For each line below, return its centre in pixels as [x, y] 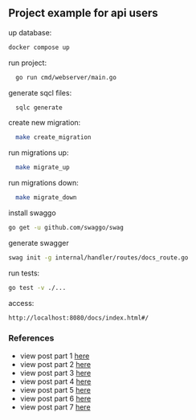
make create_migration [53, 137]
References [31, 338]
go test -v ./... [37, 287]
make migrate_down [47, 198]
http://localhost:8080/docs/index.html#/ [79, 318]
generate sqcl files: [40, 92]
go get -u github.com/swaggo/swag [66, 228]
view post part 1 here [55, 356]
